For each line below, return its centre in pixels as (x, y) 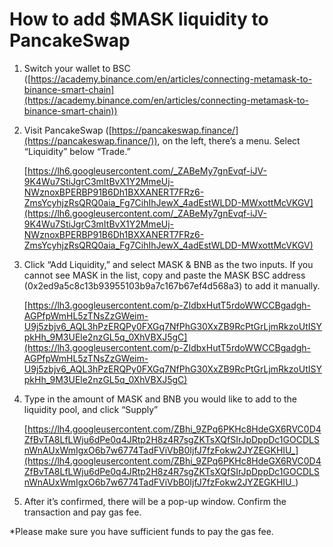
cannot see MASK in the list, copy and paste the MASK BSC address (164, 275)
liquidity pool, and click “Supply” (91, 409)
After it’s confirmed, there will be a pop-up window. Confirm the (155, 501)
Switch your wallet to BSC (77, 68)
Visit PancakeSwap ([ (67, 130)
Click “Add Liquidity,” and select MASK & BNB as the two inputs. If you (168, 264)
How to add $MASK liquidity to (139, 19)
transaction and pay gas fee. (82, 512)
